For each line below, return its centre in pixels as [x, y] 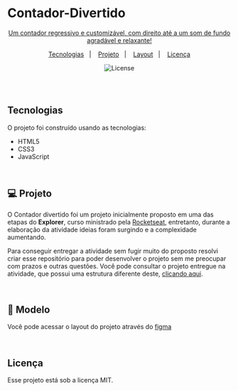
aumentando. [27, 237]
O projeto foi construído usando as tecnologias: [77, 127]
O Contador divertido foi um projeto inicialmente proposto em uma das [111, 214]
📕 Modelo [29, 309]
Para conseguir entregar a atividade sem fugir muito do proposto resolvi [113, 251]
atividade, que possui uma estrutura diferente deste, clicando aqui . [106, 273]
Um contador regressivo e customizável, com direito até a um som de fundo [119, 33]
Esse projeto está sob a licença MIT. [60, 380]
